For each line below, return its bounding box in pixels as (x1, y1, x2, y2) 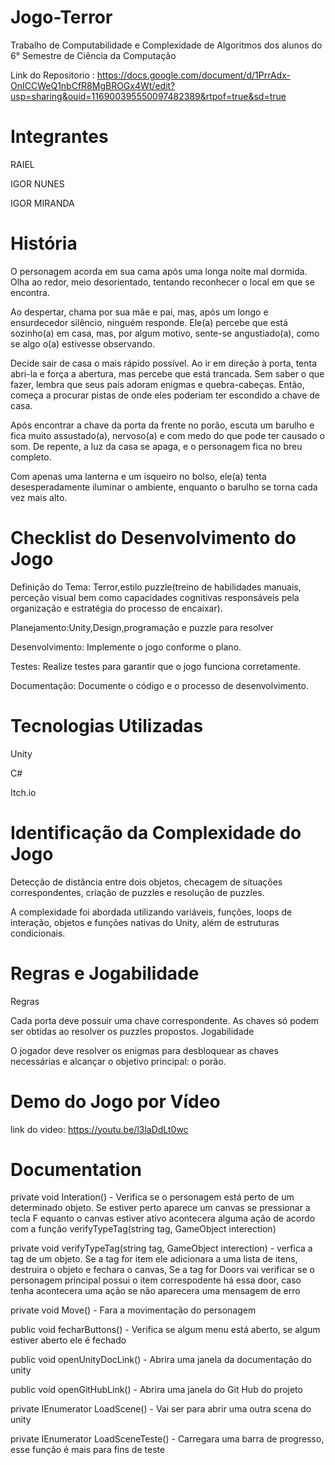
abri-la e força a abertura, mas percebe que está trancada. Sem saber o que (10, 367, 325, 380)
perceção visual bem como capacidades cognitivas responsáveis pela (10, 591, 300, 603)
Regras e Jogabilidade (10, 962, 200, 985)
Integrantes (10, 126, 109, 148)
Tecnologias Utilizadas (10, 714, 204, 737)
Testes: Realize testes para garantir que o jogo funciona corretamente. (10, 660, 301, 672)
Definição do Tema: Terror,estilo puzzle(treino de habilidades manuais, (10, 581, 302, 593)
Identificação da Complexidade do (10, 821, 302, 844)
